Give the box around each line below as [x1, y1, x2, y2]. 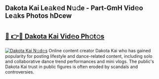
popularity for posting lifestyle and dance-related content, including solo [5, 53, 153, 59]
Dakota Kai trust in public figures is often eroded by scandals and [5, 64, 138, 70]
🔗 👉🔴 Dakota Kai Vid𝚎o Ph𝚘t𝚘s [5, 32, 105, 40]
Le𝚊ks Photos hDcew [5, 12, 72, 20]
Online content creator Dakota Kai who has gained [48, 48, 151, 53]
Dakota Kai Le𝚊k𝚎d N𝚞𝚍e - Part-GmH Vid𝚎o [5, 4, 143, 12]
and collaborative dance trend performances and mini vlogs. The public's [5, 59, 155, 64]
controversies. [5, 69, 35, 75]
